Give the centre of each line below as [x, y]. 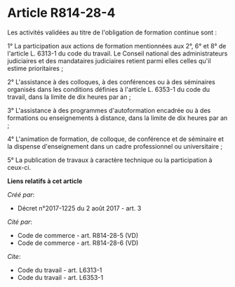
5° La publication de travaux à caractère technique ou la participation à [110, 160]
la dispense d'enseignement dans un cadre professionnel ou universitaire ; [115, 146]
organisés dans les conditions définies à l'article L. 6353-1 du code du [109, 89]
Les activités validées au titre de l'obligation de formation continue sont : [112, 32]
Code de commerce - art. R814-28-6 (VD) [78, 243]
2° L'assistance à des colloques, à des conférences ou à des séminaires [112, 81]
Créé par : [21, 194]
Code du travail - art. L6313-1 [60, 270]
